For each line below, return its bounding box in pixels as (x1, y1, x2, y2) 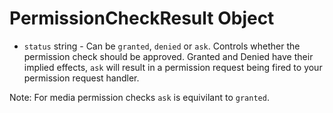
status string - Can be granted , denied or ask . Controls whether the (23, 40, 301, 52)
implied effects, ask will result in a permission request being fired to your (23, 61, 323, 73)
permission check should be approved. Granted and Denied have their (23, 50, 314, 62)
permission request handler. (23, 72, 140, 84)
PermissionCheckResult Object (9, 7, 275, 30)
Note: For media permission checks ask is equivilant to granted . (9, 91, 270, 103)
